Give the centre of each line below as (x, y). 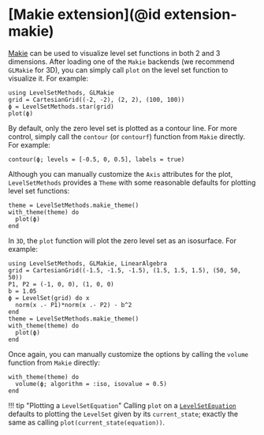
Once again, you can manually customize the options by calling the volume (128, 354)
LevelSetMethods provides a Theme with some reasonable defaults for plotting (132, 182)
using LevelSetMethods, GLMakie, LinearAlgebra (88, 263)
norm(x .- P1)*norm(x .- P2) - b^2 (74, 305)
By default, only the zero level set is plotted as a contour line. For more (123, 128)
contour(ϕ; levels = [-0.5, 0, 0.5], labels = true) (97, 159)
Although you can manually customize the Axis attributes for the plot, (121, 174)
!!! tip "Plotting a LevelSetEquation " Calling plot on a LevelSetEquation (122, 405)
